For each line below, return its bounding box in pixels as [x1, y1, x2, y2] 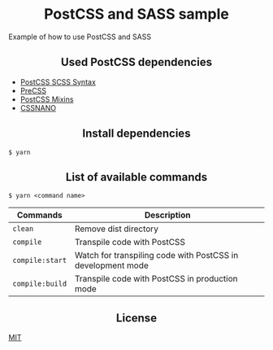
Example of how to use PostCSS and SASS [8, 32, 152, 42]
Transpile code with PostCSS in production [74, 273, 238, 285]
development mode [74, 260, 149, 271]
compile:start [12, 256, 67, 265]
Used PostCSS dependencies [60, 55, 213, 69]
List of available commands [65, 170, 208, 184]
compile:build [12, 279, 67, 289]
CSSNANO [19, 103, 57, 112]
